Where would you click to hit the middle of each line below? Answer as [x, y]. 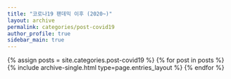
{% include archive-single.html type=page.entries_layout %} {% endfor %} [116, 68]
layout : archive [31, 20]
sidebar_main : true [36, 40]
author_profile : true [39, 34]
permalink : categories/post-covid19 [61, 27]
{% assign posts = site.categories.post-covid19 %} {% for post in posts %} [116, 60]
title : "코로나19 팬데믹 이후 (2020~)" [60, 14]
